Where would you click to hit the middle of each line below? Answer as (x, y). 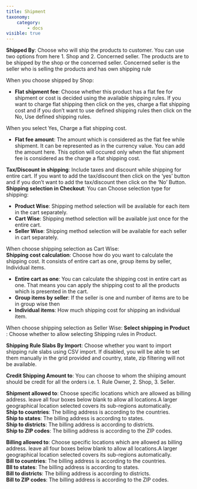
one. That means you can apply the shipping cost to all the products (97, 285)
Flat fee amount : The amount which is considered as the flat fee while (100, 139)
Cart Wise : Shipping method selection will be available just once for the (101, 219)
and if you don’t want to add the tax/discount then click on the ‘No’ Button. (96, 182)
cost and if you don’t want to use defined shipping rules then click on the (103, 111)
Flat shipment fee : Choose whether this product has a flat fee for (94, 92)
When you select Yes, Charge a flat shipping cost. (66, 128)
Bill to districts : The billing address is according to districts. (79, 474)
